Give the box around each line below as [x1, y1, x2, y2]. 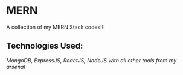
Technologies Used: [6, 41, 83, 51]
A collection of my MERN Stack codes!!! [6, 23, 106, 31]
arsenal [6, 63, 25, 70]
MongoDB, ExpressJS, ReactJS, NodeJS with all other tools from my [6, 56, 177, 64]
